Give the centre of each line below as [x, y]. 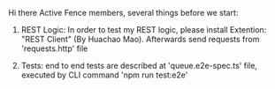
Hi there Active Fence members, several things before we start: [123, 13]
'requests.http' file [54, 48]
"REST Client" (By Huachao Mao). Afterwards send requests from [140, 39]
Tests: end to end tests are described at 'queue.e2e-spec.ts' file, [139, 66]
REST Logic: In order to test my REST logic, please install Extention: [144, 30]
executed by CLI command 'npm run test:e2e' [104, 75]
